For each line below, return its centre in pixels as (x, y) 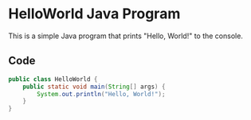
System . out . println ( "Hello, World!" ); (101, 94)
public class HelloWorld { (53, 79)
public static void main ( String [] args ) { (94, 87)
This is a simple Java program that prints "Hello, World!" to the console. (125, 36)
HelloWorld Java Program (94, 14)
